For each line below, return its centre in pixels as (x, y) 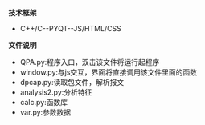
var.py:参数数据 (45, 112)
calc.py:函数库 (44, 102)
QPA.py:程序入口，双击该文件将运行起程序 (90, 62)
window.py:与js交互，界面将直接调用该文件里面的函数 (109, 72)
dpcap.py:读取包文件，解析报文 (72, 82)
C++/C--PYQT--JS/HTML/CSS (71, 28)
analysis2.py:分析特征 (56, 92)
